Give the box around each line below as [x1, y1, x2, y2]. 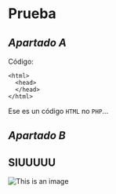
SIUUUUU [8, 156, 56, 169]
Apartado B [8, 129, 66, 142]
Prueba [8, 5, 56, 23]
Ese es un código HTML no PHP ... [8, 107, 108, 115]
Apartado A [8, 36, 67, 49]
